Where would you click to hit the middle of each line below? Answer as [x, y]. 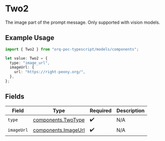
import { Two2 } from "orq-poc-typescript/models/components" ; [72, 49]
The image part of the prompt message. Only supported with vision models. [83, 22]
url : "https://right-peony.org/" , [50, 72]
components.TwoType [59, 120]
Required [101, 110]
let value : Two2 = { [27, 58]
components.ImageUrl [59, 130]
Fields [15, 97]
